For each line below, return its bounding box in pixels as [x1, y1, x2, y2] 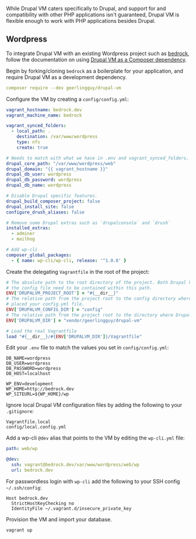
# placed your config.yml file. [6, 301, 85, 307]
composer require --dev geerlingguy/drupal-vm [6, 85, 121, 91]
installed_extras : [6, 225, 51, 231]
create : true [16, 145, 48, 150]
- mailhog [11, 236, 35, 242]
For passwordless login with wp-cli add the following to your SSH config [6, 478, 180, 485]
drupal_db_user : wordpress [6, 171, 72, 177]
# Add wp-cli [6, 247, 38, 253]
